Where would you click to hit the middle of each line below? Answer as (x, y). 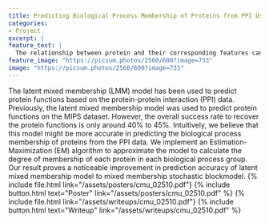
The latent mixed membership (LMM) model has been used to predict (123, 91)
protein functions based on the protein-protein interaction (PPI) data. (121, 99)
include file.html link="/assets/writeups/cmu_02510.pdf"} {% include (121, 201)
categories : (28, 23)
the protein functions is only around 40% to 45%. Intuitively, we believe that (133, 124)
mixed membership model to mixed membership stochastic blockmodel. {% (133, 176)
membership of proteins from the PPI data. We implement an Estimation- (128, 142)
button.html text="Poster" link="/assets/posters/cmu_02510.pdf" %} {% (127, 193)
